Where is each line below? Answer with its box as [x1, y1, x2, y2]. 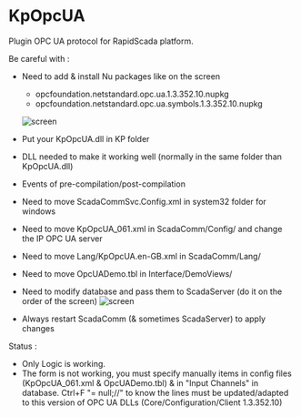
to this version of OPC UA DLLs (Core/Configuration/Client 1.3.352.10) [21, 397, 283, 408]
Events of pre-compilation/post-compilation [21, 178, 186, 189]
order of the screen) [21, 295, 97, 306]
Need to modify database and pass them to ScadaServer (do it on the [21, 286, 283, 297]
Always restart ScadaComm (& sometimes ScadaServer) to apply [21, 313, 266, 324]
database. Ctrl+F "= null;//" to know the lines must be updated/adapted [21, 387, 289, 398]
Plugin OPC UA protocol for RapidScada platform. [8, 36, 194, 46]
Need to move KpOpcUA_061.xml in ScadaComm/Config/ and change [21, 223, 283, 234]
